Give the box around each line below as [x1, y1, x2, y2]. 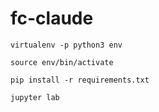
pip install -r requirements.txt [10, 75, 150, 85]
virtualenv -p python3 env [10, 40, 123, 50]
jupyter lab [10, 92, 60, 102]
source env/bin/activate [10, 57, 114, 67]
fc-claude [10, 7, 94, 30]
